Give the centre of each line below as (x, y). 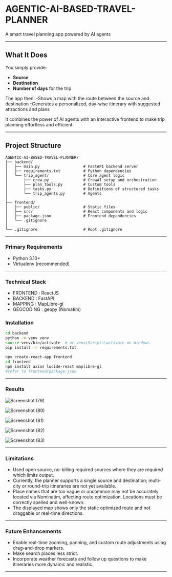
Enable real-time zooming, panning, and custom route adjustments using (89, 543)
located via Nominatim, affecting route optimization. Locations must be (87, 497)
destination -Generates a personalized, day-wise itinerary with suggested (83, 104)
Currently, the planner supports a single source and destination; (80, 480)
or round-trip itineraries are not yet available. (69, 486)
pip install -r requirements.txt (41, 348)
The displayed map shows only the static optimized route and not (82, 508)
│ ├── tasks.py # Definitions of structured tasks (82, 189)
